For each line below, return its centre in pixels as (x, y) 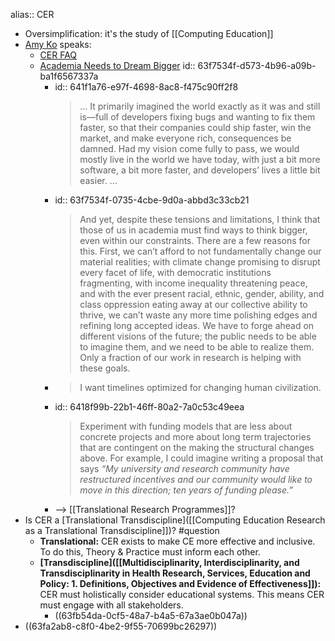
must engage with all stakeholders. (111, 605)
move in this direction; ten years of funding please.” (186, 490)
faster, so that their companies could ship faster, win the (195, 127)
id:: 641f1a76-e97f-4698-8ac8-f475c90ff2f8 (146, 87)
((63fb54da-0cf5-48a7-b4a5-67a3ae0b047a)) (151, 615)
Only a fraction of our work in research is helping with (190, 357)
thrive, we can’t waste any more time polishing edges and (198, 315)
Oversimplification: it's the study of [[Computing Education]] (149, 33)
